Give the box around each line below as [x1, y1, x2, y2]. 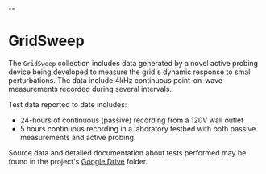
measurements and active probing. [19, 132, 136, 142]
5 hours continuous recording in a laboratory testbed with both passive [19, 123, 256, 133]
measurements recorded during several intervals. [8, 84, 172, 93]
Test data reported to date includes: [8, 99, 127, 109]
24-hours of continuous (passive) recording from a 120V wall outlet [19, 115, 244, 125]
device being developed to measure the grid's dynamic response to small [8, 67, 252, 77]
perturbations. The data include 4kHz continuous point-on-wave [8, 75, 223, 85]
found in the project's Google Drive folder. [8, 156, 148, 166]
